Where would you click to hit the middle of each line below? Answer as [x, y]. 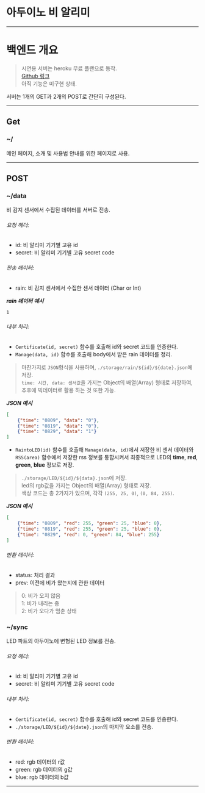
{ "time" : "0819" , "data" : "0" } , [58, 426]
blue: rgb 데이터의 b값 [42, 777]
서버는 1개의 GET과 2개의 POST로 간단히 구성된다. [66, 96]
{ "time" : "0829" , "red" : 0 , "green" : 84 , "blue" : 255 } [88, 534]
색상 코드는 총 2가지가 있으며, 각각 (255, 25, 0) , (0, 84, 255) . [98, 493]
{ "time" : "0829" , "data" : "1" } [57, 432]
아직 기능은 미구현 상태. [49, 84]
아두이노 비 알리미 [48, 13]
